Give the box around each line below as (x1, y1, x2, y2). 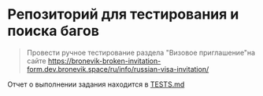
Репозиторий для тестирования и (7, 5, 239, 23)
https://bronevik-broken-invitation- (47, 56, 161, 66)
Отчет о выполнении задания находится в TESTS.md (7, 80, 185, 89)
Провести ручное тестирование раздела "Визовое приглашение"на (26, 48, 256, 57)
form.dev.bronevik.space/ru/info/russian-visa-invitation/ (26, 64, 209, 73)
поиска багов (7, 22, 100, 40)
